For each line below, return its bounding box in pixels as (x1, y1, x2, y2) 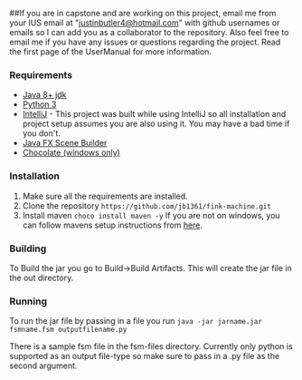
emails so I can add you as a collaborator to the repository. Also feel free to (9, 27, 289, 37)
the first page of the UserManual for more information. (9, 46, 212, 57)
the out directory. (9, 272, 74, 283)
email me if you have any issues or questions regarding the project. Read (9, 36, 281, 47)
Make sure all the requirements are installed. (22, 190, 188, 201)
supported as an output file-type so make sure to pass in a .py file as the (9, 351, 280, 362)
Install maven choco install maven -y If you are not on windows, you (22, 209, 280, 220)
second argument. (9, 360, 78, 371)
